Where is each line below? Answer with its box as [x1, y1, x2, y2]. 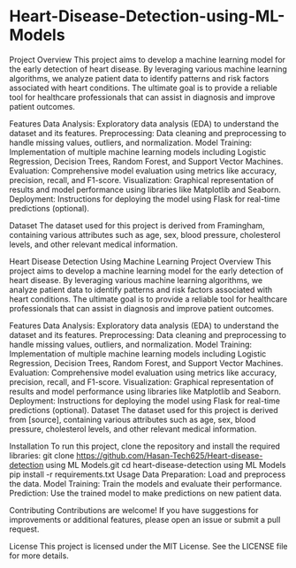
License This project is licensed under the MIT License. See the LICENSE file [9, 541, 288, 551]
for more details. [9, 550, 69, 561]
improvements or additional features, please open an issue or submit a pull [9, 514, 281, 525]
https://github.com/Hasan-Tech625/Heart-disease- [76, 449, 263, 461]
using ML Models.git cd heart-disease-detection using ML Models [45, 459, 286, 470]
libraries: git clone [9, 449, 75, 461]
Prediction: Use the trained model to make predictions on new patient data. [9, 487, 283, 498]
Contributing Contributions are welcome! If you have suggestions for [9, 504, 259, 515]
